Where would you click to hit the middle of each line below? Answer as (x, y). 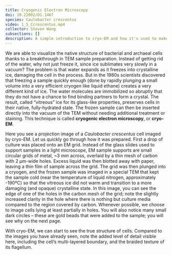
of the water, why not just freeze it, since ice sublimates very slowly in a (81, 64)
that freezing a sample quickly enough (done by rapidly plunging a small (81, 80)
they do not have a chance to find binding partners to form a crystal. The (82, 97)
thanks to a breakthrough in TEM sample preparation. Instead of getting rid (84, 58)
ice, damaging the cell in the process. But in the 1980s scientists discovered (85, 75)
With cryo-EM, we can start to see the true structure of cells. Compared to (84, 230)
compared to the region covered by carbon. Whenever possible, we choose (85, 204)
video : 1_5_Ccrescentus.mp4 (35, 24)
